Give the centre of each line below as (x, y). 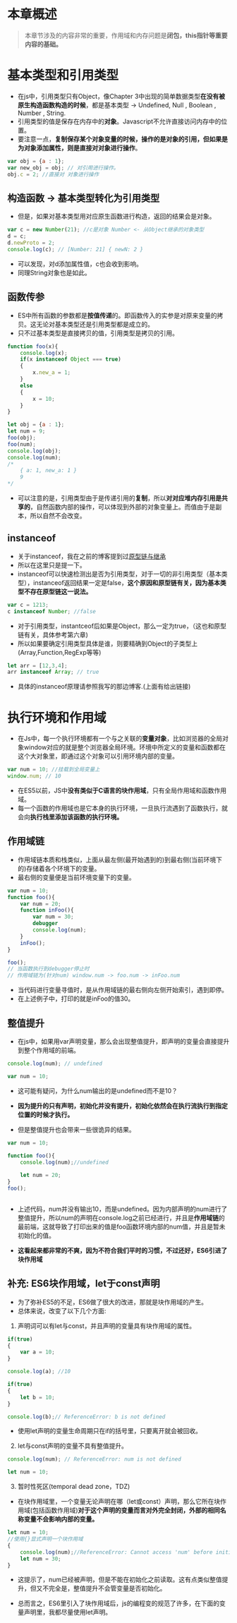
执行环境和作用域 (57, 718)
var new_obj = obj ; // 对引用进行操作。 (63, 168)
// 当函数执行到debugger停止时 (48, 969)
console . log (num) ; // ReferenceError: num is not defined (94, 1459)
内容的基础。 (43, 44)
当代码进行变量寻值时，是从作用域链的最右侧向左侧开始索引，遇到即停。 (122, 990)
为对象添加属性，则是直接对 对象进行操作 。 (79, 147)
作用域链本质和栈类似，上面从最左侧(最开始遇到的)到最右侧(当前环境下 (120, 859)
